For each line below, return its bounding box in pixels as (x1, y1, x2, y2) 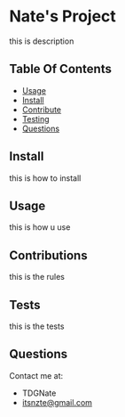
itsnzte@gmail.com (21, 397, 93, 407)
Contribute (21, 104, 62, 115)
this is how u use (9, 222, 71, 233)
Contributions (9, 248, 88, 263)
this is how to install (9, 172, 82, 184)
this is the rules (9, 272, 65, 282)
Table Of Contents (9, 61, 113, 77)
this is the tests (9, 321, 65, 331)
